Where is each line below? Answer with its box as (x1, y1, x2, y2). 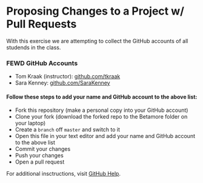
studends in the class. (6, 44, 61, 51)
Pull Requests (6, 17, 77, 31)
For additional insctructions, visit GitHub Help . (6, 170, 121, 178)
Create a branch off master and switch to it (15, 126, 120, 133)
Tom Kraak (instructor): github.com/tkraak (15, 73, 121, 80)
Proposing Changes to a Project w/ (6, 4, 185, 18)
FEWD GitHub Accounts (6, 59, 78, 67)
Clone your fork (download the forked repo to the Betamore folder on (15, 113, 188, 120)
